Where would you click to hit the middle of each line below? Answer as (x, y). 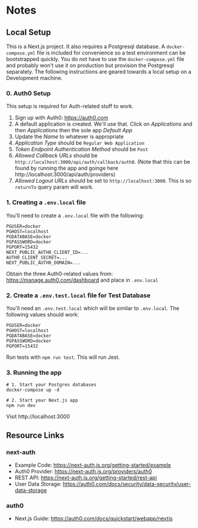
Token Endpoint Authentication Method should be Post (81, 150)
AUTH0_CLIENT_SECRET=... (37, 257)
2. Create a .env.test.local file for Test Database (79, 295)
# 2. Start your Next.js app (42, 400)
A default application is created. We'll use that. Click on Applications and (103, 124)
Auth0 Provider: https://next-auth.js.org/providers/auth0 (83, 471)
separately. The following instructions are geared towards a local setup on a (99, 71)
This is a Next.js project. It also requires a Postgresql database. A (86, 46)
